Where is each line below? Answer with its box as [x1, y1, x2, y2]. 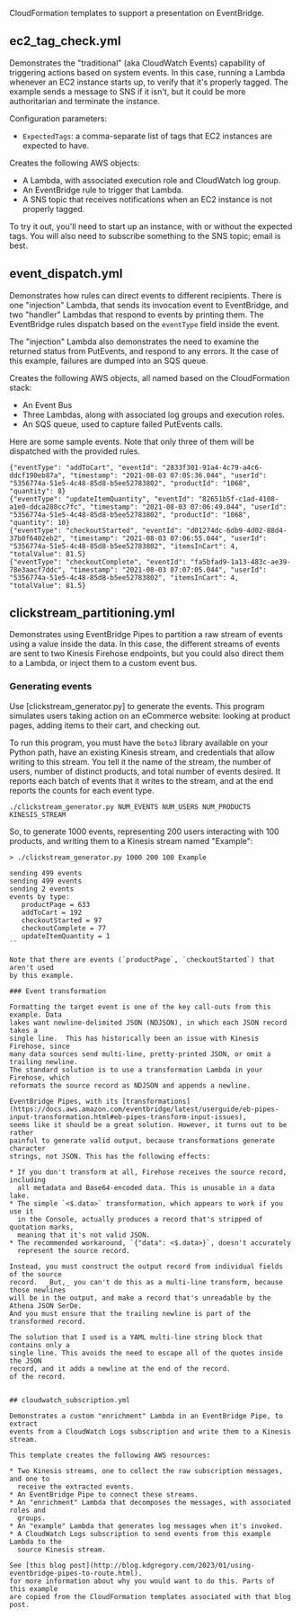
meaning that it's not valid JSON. [17, 1231, 151, 1240]
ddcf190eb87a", [9, 471, 66, 480]
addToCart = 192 [21, 908, 83, 917]
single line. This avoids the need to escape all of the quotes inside [9, 1348, 283, 1357]
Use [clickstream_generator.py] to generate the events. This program [9, 700, 265, 711]
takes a [9, 1026, 39, 1035]
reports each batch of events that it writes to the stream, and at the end [9, 775, 274, 786]
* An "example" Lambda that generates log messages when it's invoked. [9, 1521, 283, 1531]
